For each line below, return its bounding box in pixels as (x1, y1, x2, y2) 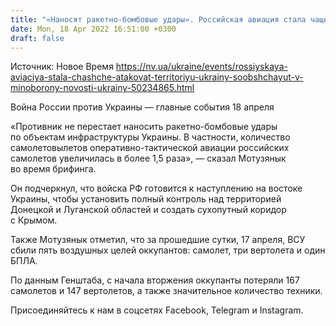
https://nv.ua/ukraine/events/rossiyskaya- (115, 61, 288, 73)
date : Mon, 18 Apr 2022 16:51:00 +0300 (10, 24, 177, 34)
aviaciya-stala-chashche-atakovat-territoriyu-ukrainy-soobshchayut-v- (10, 71, 304, 83)
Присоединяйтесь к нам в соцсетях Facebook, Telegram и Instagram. (10, 304, 304, 316)
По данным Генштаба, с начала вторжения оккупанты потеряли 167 (10, 274, 300, 286)
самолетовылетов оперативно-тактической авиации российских (10, 142, 290, 154)
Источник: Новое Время (10, 61, 114, 73)
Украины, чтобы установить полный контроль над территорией (10, 193, 282, 205)
